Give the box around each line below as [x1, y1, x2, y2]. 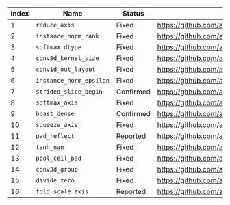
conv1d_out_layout [36, 66, 96, 73]
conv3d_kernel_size [36, 55, 99, 62]
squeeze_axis [36, 121, 79, 128]
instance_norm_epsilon [36, 77, 110, 84]
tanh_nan [36, 143, 64, 151]
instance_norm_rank [36, 32, 99, 40]
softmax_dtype [36, 44, 82, 51]
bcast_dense [36, 110, 75, 118]
